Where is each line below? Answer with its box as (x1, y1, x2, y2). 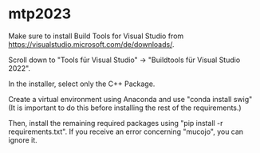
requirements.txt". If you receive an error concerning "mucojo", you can (8, 127, 244, 136)
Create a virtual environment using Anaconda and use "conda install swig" (8, 94, 253, 104)
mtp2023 (8, 5, 72, 23)
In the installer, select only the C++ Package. (8, 79, 156, 88)
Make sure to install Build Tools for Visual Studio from (8, 31, 184, 41)
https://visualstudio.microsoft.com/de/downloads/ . (8, 39, 175, 49)
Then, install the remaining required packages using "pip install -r (8, 118, 223, 127)
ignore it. (8, 135, 37, 144)
